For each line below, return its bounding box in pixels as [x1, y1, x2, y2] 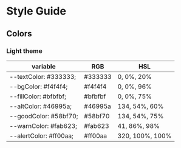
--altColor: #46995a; [9, 102, 72, 110]
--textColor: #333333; [9, 72, 77, 81]
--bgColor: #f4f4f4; [9, 82, 68, 90]
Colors [6, 29, 32, 39]
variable [31, 62, 56, 70]
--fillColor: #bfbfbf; [9, 92, 67, 101]
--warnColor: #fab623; [9, 121, 77, 130]
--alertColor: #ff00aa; [9, 132, 74, 140]
